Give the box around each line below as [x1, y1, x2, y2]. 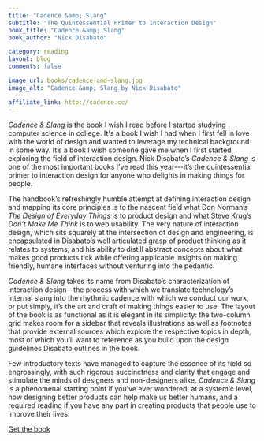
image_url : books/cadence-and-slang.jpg [8, 77, 143, 84]
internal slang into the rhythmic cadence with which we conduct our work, [8, 293, 250, 302]
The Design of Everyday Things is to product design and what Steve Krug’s [8, 211, 252, 220]
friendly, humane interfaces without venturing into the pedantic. [8, 261, 215, 271]
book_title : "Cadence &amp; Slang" [8, 26, 125, 34]
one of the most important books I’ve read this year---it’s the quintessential [8, 162, 252, 171]
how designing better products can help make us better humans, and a [8, 392, 238, 402]
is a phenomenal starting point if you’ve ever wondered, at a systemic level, [8, 383, 254, 393]
